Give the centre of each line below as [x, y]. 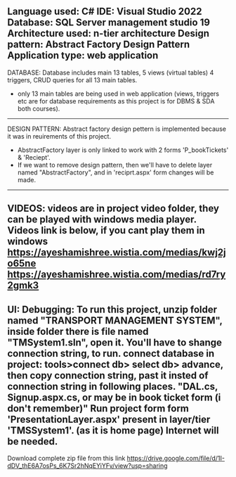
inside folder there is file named [78, 331]
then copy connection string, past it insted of [108, 375]
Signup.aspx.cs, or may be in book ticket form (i [114, 397]
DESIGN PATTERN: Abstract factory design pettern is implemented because [117, 129]
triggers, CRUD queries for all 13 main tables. [72, 79]
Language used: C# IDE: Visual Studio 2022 [105, 12]
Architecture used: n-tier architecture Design [108, 33]
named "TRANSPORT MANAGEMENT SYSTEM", [115, 320]
